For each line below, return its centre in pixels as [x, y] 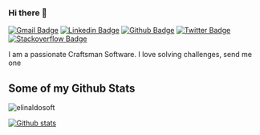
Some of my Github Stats [72, 88]
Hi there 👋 [28, 13]
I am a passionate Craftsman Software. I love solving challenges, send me [130, 55]
